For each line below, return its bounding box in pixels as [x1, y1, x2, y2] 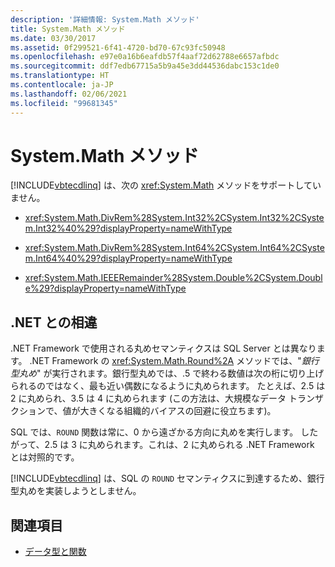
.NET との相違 [10, 314, 98, 331]
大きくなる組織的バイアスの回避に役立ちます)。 [79, 405, 277, 417]
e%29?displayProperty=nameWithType [24, 282, 187, 295]
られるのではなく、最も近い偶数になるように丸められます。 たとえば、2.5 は [10, 380, 326, 392]
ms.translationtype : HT [10, 71, 110, 81]
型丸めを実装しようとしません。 [10, 485, 142, 497]
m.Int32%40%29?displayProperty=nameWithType [24, 222, 233, 235]
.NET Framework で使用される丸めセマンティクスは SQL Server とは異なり [10, 342, 317, 355]
